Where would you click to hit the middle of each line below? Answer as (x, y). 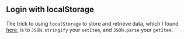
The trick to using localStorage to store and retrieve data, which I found (93, 23)
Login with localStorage (50, 10)
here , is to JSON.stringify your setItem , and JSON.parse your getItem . (90, 30)
